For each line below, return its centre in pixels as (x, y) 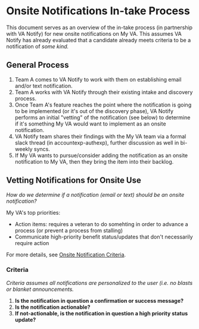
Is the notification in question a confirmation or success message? (99, 300)
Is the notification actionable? (52, 307)
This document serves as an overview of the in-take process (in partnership (99, 27)
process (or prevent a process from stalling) (69, 230)
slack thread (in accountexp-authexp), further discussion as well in (97, 142)
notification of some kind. (38, 46)
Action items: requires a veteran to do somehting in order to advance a (102, 224)
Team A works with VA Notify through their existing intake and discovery (104, 92)
